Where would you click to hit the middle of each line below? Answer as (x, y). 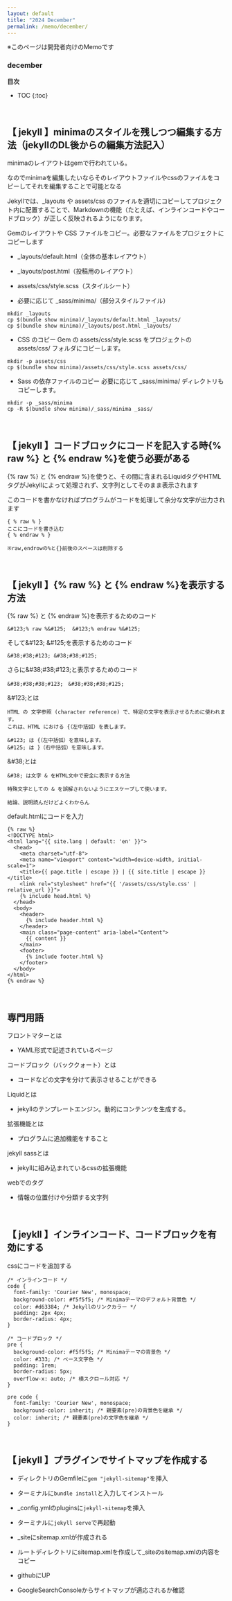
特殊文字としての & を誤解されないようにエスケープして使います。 (89, 789)
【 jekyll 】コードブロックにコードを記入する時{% (114, 445)
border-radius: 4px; (43, 1319)
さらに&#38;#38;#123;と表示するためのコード (73, 670)
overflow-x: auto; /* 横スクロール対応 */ (71, 1379)
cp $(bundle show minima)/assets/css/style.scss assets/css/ (97, 368)
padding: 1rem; (35, 1365)
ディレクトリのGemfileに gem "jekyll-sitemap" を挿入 (92, 1478)
